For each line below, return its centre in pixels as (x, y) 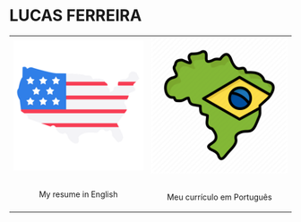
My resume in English (78, 194)
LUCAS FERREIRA (76, 16)
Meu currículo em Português (219, 197)
